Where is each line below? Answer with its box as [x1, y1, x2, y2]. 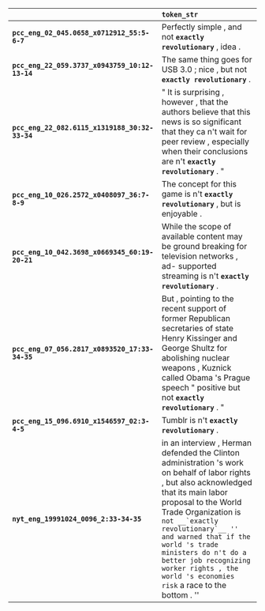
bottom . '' [161, 590, 200, 600]
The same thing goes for [161, 55, 252, 65]
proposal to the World [161, 497, 242, 507]
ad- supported [161, 261, 217, 271]
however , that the [161, 96, 229, 107]
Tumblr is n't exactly [161, 415, 238, 425]
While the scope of [161, 221, 232, 232]
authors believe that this [161, 107, 251, 117]
